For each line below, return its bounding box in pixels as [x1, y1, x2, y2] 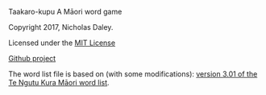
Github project [8, 54, 56, 63]
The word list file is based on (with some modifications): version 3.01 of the [8, 69, 258, 79]
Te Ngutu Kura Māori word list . [8, 78, 110, 87]
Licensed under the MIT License [8, 38, 115, 47]
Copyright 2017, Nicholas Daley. [8, 23, 114, 31]
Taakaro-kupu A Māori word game [8, 7, 123, 16]
